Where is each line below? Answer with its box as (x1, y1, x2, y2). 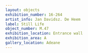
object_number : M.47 (5, 26, 49, 31)
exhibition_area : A (5, 36, 47, 41)
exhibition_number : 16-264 (5, 12, 63, 17)
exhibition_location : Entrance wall (5, 31, 83, 36)
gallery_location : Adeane (5, 40, 60, 45)
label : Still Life (5, 21, 44, 27)
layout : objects (5, 7, 40, 13)
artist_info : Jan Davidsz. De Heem (5, 17, 81, 22)
